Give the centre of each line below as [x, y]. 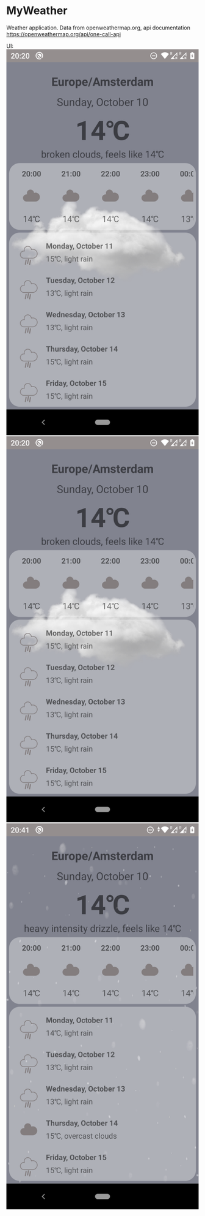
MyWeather [37, 11]
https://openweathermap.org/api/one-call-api [63, 34]
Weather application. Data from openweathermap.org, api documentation [98, 28]
